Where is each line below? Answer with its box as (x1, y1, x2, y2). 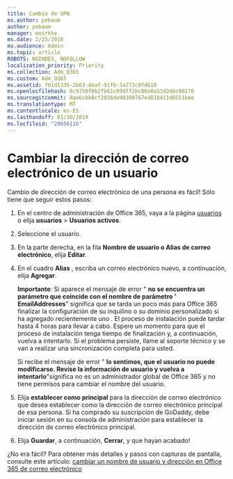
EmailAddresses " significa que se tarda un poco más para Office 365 (17, 300, 218, 308)
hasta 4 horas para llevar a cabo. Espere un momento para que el (17, 322, 205, 331)
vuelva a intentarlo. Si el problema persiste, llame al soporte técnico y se (17, 337, 225, 345)
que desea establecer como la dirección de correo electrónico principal (17, 401, 223, 409)
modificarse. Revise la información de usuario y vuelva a (17, 365, 185, 373)
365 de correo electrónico (7, 464, 82, 473)
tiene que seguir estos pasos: (7, 196, 92, 204)
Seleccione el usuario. (17, 230, 81, 238)
